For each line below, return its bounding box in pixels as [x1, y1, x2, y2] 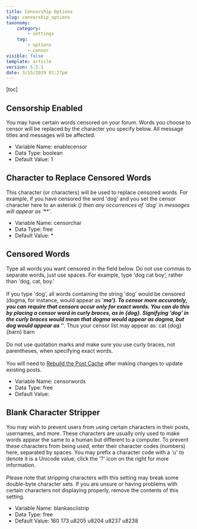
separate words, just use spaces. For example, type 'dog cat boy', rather [6, 271, 183, 278]
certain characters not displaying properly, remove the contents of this [6, 486, 179, 494]
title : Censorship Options [6, 8, 73, 15]
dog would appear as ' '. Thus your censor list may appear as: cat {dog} [6, 322, 182, 329]
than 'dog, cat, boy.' [6, 277, 55, 284]
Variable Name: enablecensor [14, 143, 88, 151]
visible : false [6, 53, 44, 59]
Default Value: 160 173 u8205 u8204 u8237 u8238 [14, 517, 138, 524]
